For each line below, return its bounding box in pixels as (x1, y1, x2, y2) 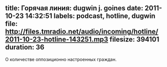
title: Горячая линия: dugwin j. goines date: (5, 4, 144, 12)
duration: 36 (5, 43, 45, 51)
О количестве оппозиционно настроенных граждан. (5, 56, 117, 62)
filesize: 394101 (109, 35, 160, 44)
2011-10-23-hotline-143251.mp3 (5, 35, 109, 44)
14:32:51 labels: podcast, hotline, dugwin (25, 12, 156, 20)
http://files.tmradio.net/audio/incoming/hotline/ (5, 27, 159, 36)
